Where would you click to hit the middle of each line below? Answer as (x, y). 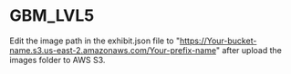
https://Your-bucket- (218, 41)
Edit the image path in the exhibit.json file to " (95, 41)
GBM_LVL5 (52, 16)
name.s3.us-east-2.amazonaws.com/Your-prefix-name (113, 50)
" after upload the (249, 50)
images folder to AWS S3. (57, 60)
